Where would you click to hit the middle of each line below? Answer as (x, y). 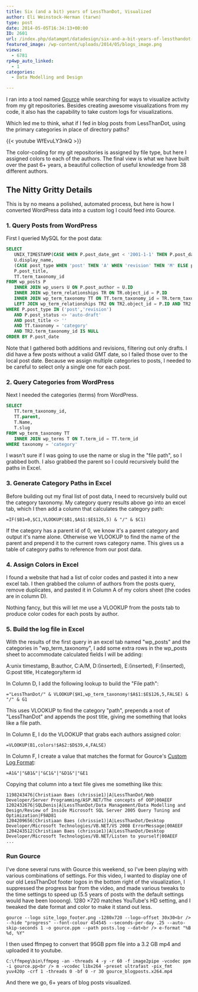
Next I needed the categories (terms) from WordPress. (72, 395)
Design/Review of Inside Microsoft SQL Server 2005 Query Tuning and (93, 811)
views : (14, 50)
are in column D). (27, 596)
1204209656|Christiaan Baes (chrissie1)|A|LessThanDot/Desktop (85, 821)
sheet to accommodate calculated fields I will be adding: (75, 655)
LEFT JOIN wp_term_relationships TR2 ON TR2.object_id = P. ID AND (97, 304)
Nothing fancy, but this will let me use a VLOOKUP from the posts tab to (93, 607)
